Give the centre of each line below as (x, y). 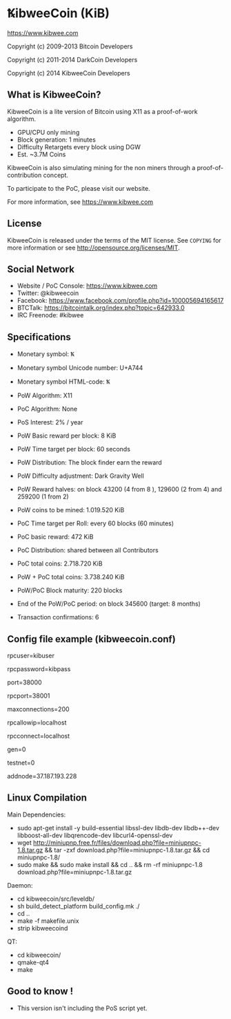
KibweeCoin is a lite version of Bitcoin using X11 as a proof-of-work (102, 111)
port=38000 (25, 682)
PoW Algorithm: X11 (44, 395)
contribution (24, 175)
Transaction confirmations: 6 (58, 617)
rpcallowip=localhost (37, 722)
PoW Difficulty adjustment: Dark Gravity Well (81, 476)
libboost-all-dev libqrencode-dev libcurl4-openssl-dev (95, 835)
